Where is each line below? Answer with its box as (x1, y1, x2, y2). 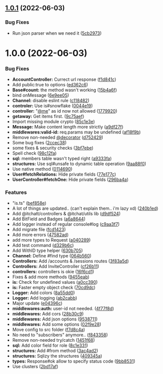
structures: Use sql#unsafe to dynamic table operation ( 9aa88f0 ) (12, 161, 147, 167)
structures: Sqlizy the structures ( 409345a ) (12, 353, 102, 359)
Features (5, 189, 27, 196)
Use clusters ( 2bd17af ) (12, 364, 58, 370)
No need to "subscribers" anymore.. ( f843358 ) (12, 332, 108, 338)
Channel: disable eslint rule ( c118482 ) (12, 98, 90, 104)
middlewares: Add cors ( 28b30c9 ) (12, 311, 84, 317)
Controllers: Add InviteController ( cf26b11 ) (12, 263, 100, 269)
